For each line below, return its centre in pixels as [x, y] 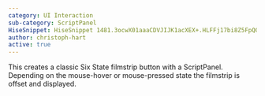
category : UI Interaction [50, 15]
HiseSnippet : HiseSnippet [50, 30]
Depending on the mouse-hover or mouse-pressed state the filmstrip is [124, 76]
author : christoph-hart [47, 37]
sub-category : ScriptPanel [52, 23]
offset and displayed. [42, 84]
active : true [30, 45]
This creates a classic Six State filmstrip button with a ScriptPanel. [116, 67]
